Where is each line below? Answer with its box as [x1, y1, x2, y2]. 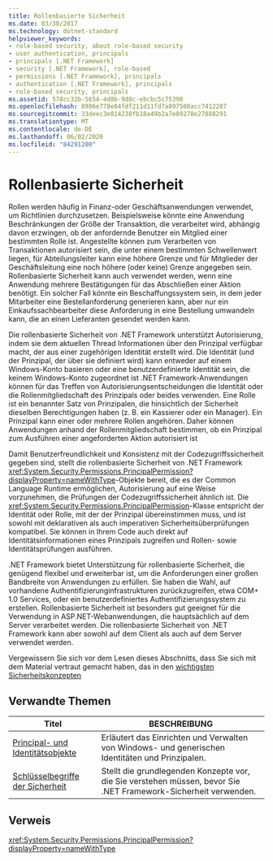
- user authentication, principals [8, 50, 129, 58]
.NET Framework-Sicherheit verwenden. [101, 785, 257, 797]
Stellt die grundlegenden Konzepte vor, [101, 765, 250, 777]
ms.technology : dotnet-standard [8, 27, 118, 35]
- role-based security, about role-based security [8, 42, 184, 50]
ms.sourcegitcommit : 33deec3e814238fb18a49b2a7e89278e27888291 [8, 110, 227, 119]
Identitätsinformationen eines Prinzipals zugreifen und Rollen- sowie [8, 535, 237, 545]
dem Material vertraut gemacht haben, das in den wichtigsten [8, 662, 214, 672]
